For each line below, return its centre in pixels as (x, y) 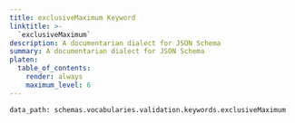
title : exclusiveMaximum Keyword (73, 18)
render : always (54, 77)
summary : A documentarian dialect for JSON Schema (107, 52)
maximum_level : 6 (59, 85)
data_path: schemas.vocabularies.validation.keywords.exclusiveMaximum (147, 109)
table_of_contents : (54, 69)
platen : (24, 60)
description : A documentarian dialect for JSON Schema (115, 43)
